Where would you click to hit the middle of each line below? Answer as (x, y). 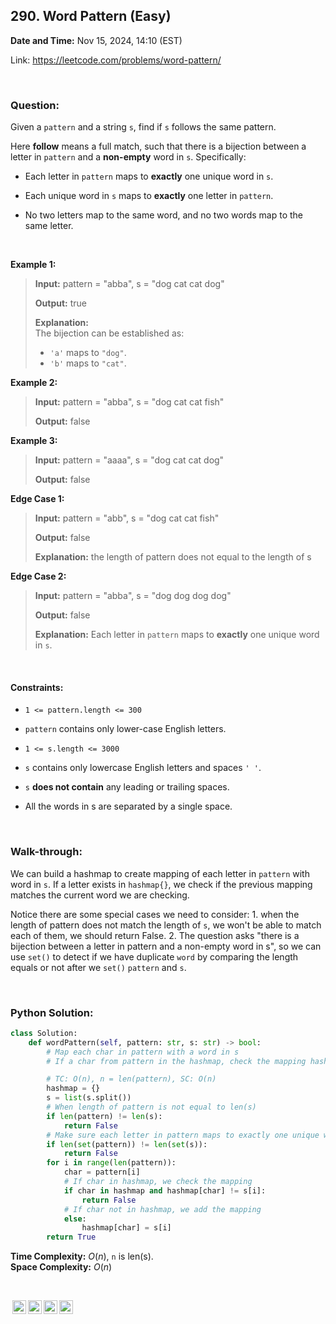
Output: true (61, 303)
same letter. (49, 226)
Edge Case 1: (37, 499)
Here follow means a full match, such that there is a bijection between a (158, 146)
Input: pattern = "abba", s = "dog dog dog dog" (133, 596)
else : (75, 1219)
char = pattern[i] (102, 1172)
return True (71, 1237)
